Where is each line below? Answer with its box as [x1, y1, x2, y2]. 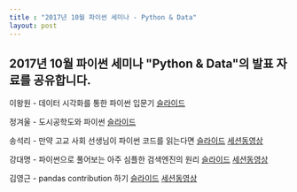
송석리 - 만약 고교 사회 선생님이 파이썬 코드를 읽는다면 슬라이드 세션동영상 [9, 135, 263, 146]
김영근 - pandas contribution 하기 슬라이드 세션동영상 [9, 173, 198, 184]
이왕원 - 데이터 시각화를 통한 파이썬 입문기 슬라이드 [9, 98, 186, 109]
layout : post [9, 21, 58, 30]
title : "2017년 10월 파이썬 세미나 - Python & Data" [9, 12, 198, 22]
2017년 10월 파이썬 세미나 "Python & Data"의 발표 [9, 56, 274, 71]
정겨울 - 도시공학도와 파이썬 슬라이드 [9, 117, 137, 127]
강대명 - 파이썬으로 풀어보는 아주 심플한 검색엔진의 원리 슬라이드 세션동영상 [9, 154, 269, 165]
